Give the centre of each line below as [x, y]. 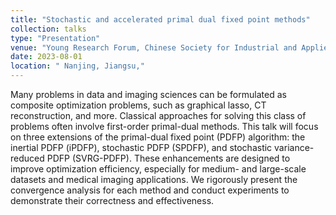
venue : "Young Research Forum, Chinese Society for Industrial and [154, 47]
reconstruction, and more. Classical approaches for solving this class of [158, 115]
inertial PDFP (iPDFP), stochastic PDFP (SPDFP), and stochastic [141, 147]
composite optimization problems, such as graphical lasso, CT [138, 105]
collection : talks [48, 29]
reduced [27, 158]
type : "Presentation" [55, 38]
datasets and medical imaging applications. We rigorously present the [154, 179]
